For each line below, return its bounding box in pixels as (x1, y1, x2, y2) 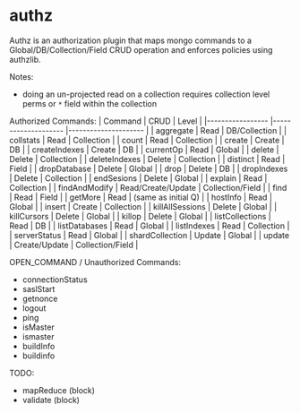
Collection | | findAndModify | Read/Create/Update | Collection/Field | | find (9, 182, 287, 193)
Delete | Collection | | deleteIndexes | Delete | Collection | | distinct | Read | (9, 153, 286, 164)
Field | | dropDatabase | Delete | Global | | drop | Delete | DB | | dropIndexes (9, 163, 288, 174)
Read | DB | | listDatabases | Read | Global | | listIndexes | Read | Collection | (9, 220, 290, 231)
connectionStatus (21, 274, 88, 285)
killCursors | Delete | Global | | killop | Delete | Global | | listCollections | (9, 211, 271, 221)
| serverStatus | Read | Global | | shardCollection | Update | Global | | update (9, 229, 289, 240)
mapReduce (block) (21, 384, 96, 395)
